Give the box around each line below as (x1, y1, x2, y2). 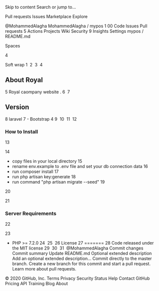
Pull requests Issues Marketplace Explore (5, 14, 88, 19)
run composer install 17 (12, 168, 59, 174)
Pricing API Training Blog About (5, 281, 68, 287)
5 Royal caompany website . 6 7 (5, 89, 70, 95)
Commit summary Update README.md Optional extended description (12, 250, 152, 256)
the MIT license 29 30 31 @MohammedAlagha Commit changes (12, 245, 143, 251)
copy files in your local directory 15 (12, 158, 83, 164)
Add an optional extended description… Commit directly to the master (12, 256, 152, 262)
